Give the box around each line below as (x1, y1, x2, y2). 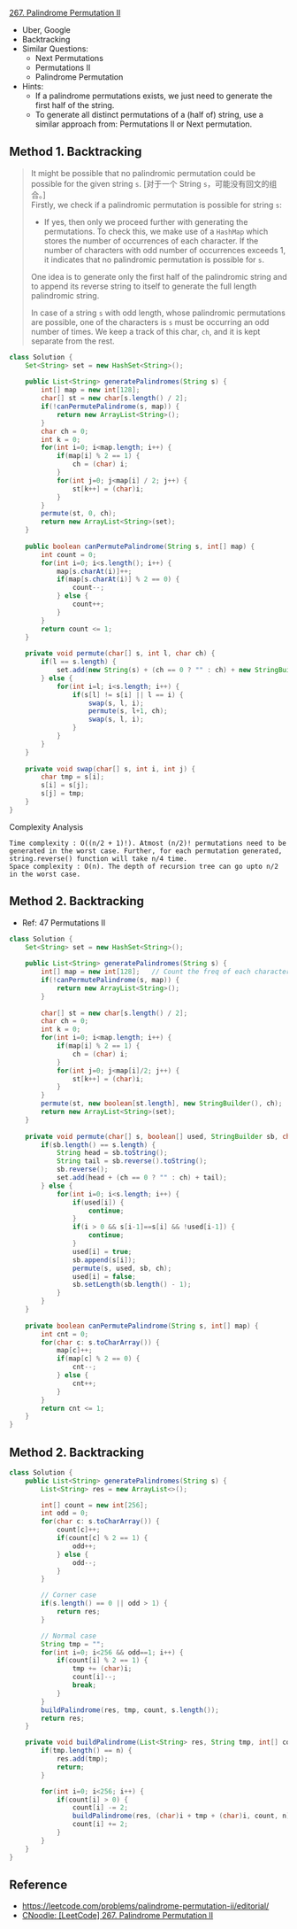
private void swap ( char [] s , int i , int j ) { (25, 764, 196, 773)
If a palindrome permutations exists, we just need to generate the (34, 90, 273, 101)
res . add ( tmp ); (56, 1755, 109, 1763)
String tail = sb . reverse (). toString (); (56, 1157, 208, 1166)
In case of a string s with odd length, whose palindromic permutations (30, 307, 286, 318)
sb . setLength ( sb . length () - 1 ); (72, 1280, 192, 1290)
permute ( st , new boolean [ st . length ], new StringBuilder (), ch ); (41, 1099, 283, 1108)
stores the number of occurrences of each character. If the (43, 235, 259, 246)
